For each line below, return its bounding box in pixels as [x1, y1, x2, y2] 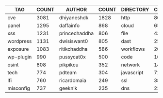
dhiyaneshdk [59, 14, 89, 21]
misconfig [7, 85, 31, 91]
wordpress [7, 38, 32, 44]
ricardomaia [59, 77, 86, 84]
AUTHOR [65, 6, 87, 13]
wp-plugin [7, 54, 32, 60]
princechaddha [59, 30, 94, 37]
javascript [121, 70, 144, 76]
